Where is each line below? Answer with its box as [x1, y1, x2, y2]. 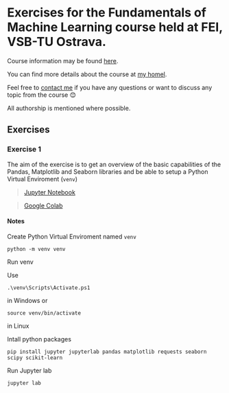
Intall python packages [7, 335, 72, 343]
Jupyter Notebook [23, 188, 75, 196]
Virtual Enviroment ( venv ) [7, 175, 77, 183]
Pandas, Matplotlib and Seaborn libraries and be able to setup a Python [7, 167, 208, 176]
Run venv [7, 258, 34, 266]
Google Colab [23, 201, 63, 210]
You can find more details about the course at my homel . [7, 70, 167, 78]
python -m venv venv [7, 245, 67, 252]
